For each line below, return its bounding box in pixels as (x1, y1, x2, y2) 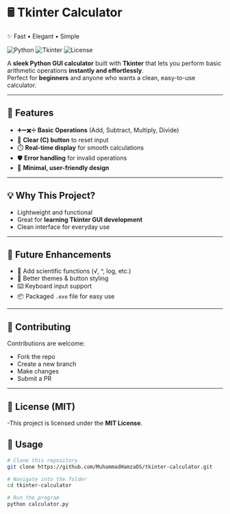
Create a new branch (16, 360, 77, 368)
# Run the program (7, 494, 60, 502)
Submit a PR (16, 374, 52, 383)
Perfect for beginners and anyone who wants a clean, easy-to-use (7, 73, 196, 82)
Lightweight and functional (16, 208, 93, 216)
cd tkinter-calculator (7, 482, 72, 489)
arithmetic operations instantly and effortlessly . (7, 66, 144, 75)
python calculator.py (7, 501, 69, 508)
